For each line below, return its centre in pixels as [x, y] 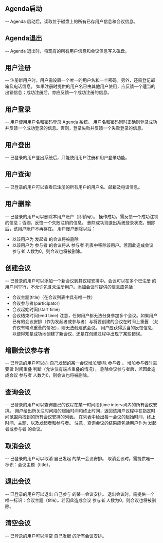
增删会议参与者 [27, 350]
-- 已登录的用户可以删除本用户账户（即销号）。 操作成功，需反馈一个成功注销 [82, 216]
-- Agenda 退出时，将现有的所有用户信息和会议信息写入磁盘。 [67, 51]
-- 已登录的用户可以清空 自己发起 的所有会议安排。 [56, 536]
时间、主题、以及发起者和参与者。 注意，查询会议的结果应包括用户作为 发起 [81, 423]
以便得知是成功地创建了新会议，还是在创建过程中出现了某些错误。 [78, 334]
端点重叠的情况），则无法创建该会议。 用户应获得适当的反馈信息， [91, 327]
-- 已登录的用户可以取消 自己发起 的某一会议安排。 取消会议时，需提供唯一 [80, 458]
